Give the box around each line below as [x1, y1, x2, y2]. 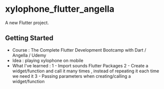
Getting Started [5, 34, 54, 42]
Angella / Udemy [12, 52, 47, 58]
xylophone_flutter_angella [5, 3, 115, 15]
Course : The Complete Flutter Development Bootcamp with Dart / [12, 47, 146, 53]
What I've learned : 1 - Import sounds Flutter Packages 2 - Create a [12, 62, 149, 68]
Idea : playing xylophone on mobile [12, 58, 84, 63]
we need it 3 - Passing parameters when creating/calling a [12, 73, 131, 79]
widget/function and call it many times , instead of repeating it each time [12, 68, 159, 74]
